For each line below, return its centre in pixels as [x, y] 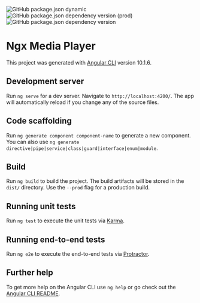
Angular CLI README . [33, 293]
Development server [45, 82]
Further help [30, 273]
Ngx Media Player [51, 46]
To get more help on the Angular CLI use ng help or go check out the [91, 287]
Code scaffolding [39, 121]
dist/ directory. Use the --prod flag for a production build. [78, 188]
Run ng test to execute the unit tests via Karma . [65, 221]
